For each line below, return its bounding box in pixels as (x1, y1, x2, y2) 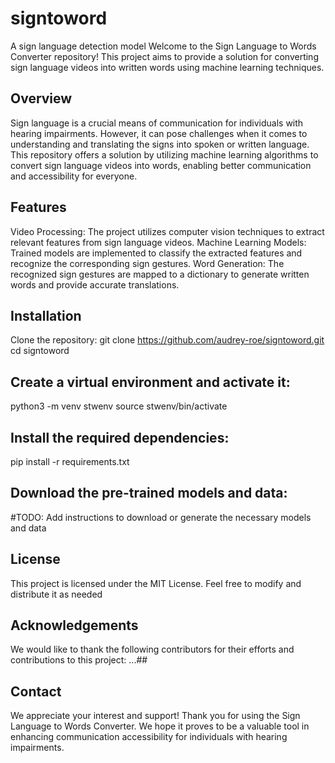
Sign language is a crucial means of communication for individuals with (10, 117, 304, 129)
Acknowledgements (10, 617, 139, 634)
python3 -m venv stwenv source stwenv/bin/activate (10, 400, 228, 412)
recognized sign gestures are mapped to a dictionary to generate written (10, 268, 310, 280)
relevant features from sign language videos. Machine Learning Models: (10, 236, 307, 248)
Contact (10, 683, 62, 700)
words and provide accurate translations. (10, 278, 180, 291)
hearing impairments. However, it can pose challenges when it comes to (10, 127, 308, 139)
